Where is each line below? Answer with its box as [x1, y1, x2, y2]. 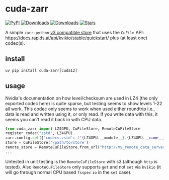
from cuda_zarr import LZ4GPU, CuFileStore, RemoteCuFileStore [5, 126, 141, 131]
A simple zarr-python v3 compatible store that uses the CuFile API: [5, 29, 144, 35]
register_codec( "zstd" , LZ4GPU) [5, 131, 73, 136]
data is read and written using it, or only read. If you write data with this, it [5, 111, 158, 117]
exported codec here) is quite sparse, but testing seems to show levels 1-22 [5, 100, 162, 106]
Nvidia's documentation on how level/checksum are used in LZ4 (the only [5, 95, 158, 101]
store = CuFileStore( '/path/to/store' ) [5, 140, 89, 145]
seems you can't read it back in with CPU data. [5, 116, 103, 122]
